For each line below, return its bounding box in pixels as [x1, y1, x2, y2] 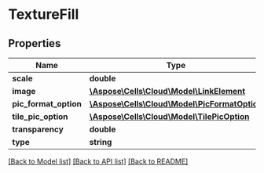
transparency [12, 124, 64, 135]
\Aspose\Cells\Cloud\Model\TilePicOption [89, 111, 250, 122]
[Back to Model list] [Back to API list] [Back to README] [8, 157, 189, 166]
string [89, 137, 112, 147]
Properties [8, 37, 61, 50]
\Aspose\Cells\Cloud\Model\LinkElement [89, 86, 246, 96]
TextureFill [8, 5, 79, 23]
